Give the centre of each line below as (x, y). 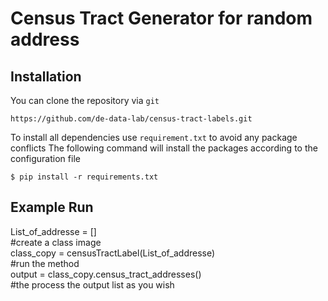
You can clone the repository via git (85, 100)
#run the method (45, 263)
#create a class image (56, 242)
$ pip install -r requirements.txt (84, 177)
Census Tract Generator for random (161, 18)
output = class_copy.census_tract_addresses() (106, 274)
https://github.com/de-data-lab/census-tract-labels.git (131, 119)
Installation (46, 76)
